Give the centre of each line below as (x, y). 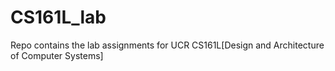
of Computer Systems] (57, 55)
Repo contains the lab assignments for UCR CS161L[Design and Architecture (167, 45)
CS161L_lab (58, 17)
